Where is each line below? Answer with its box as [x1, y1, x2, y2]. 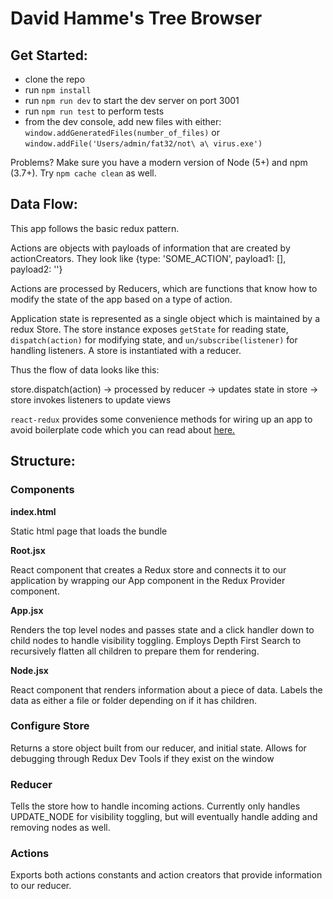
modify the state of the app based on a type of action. [10, 293, 233, 305]
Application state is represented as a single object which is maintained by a [10, 312, 321, 324]
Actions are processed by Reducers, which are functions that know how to [10, 282, 318, 294]
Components [10, 483, 75, 497]
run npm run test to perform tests [24, 105, 165, 117]
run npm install [24, 84, 92, 96]
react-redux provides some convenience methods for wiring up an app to [10, 413, 313, 425]
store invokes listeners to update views [10, 393, 172, 406]
